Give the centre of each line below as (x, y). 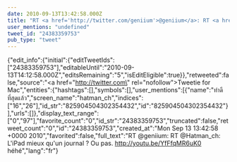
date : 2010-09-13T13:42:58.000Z (55, 14)
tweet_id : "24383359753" (44, 33)
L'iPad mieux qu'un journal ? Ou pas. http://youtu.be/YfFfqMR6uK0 (104, 143)
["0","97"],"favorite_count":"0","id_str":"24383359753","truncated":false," (114, 121)
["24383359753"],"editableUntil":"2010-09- (71, 68)
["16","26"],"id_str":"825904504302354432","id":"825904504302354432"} (118, 106)
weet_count (24, 128)
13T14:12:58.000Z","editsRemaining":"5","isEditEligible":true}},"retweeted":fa (118, 75)
